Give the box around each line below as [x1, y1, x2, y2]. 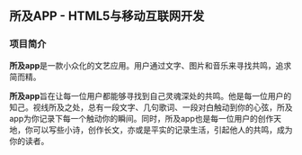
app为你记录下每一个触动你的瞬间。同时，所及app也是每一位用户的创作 [9, 113, 274, 123]
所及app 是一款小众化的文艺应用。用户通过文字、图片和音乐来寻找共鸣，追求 [9, 59, 292, 70]
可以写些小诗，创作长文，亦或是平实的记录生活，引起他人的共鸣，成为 [32, 124, 293, 135]
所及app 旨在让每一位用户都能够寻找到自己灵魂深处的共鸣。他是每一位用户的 [9, 90, 292, 101]
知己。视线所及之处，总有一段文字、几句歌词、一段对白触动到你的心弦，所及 [9, 102, 293, 113]
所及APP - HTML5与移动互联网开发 [9, 8, 205, 24]
